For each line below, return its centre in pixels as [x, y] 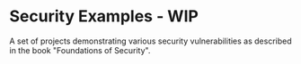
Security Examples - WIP [104, 16]
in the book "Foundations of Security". [80, 50]
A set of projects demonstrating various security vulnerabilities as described [150, 41]
